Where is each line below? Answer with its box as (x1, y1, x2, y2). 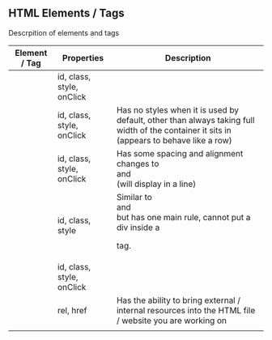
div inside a (116, 222, 160, 233)
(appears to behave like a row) (116, 134, 232, 146)
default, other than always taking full (116, 114, 255, 125)
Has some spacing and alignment (116, 147, 244, 159)
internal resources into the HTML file (116, 304, 256, 316)
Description (164, 52, 212, 63)
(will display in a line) (116, 178, 197, 189)
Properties (62, 52, 104, 63)
